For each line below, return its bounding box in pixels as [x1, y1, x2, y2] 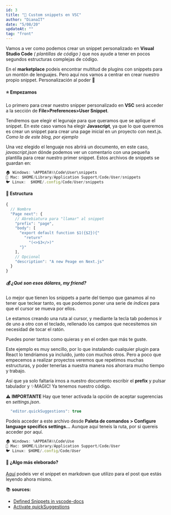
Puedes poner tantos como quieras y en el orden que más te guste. [6, 336, 148, 343]
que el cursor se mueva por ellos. [6, 305, 76, 312]
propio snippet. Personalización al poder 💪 [6, 77, 95, 83]
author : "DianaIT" [6, 17, 45, 22]
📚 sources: [6, 486, 31, 492]
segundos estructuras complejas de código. [6, 56, 99, 62]
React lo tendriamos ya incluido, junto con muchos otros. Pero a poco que [6, 351, 161, 358]
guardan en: [6, 160, 31, 166]
